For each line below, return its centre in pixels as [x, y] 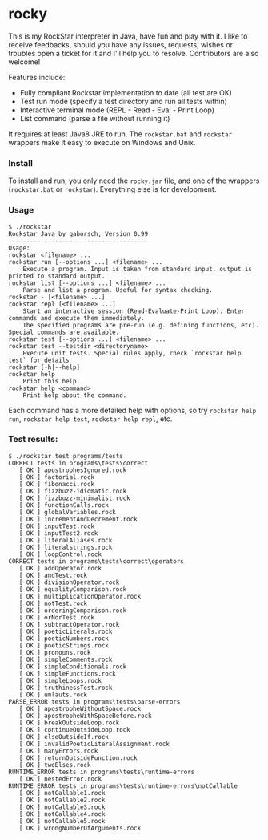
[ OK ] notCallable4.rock [62, 814]
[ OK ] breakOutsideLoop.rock [69, 723]
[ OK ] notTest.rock [53, 603]
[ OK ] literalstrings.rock [66, 547]
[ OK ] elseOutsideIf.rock [64, 737]
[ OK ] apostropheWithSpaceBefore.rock [85, 716]
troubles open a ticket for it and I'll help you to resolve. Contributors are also [134, 53]
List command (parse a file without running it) [95, 118]
